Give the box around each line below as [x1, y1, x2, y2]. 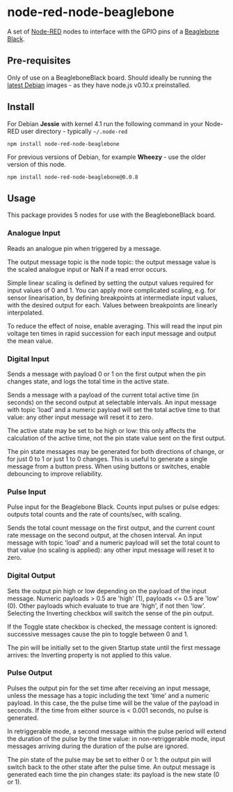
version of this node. [7, 160, 66, 168]
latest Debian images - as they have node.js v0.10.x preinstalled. [7, 81, 191, 89]
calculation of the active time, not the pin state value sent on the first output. [7, 434, 226, 442]
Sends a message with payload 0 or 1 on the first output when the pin [7, 370, 207, 378]
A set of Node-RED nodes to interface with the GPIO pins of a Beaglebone [7, 27, 220, 36]
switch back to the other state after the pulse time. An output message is [7, 763, 216, 771]
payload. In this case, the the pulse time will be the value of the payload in [7, 699, 220, 707]
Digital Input [7, 353, 50, 363]
